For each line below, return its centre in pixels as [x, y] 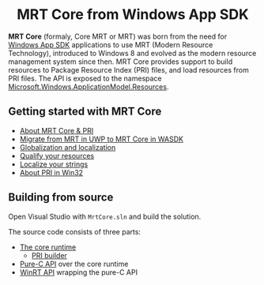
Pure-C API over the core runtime [74, 264]
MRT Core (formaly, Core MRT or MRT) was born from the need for [118, 36]
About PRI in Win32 [51, 172]
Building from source [61, 198]
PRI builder [49, 255]
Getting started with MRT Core [85, 112]
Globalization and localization [68, 147]
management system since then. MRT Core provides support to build [121, 62]
